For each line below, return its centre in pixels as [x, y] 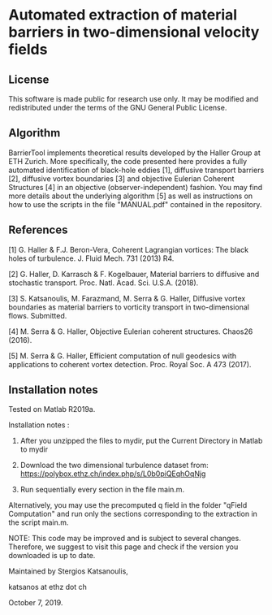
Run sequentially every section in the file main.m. [102, 490]
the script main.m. [39, 522]
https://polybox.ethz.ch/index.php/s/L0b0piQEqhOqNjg [113, 474]
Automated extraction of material [123, 15]
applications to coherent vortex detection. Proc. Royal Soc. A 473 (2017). [130, 364]
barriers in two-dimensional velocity [134, 32]
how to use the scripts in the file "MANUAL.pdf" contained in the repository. [135, 204]
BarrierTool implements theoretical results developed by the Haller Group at [135, 153]
